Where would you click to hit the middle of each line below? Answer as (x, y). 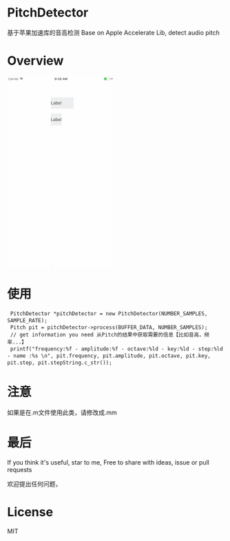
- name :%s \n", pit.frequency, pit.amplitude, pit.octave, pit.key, (109, 356)
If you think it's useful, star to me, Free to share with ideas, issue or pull (108, 462)
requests (20, 469)
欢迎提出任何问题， (34, 484)
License (30, 512)
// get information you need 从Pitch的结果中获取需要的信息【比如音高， (107, 335)
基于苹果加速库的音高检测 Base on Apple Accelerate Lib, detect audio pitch (114, 32)
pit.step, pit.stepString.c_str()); (60, 363)
